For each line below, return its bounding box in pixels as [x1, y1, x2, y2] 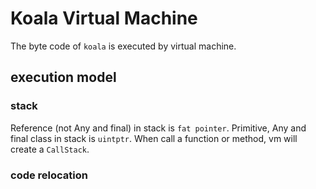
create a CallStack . [10, 143, 90, 155]
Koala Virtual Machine [10, 7, 198, 30]
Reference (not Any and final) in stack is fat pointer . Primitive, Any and [10, 122, 307, 134]
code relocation [10, 168, 88, 182]
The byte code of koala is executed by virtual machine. [10, 40, 237, 52]
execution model [10, 69, 117, 86]
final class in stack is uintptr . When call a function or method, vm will [10, 132, 298, 144]
